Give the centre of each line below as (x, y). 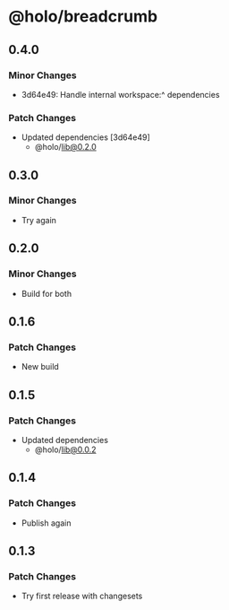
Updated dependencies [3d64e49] (86, 137)
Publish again (46, 523)
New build (40, 367)
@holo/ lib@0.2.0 (66, 147)
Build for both (47, 293)
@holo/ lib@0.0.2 (65, 449)
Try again (39, 220)
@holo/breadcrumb (83, 17)
